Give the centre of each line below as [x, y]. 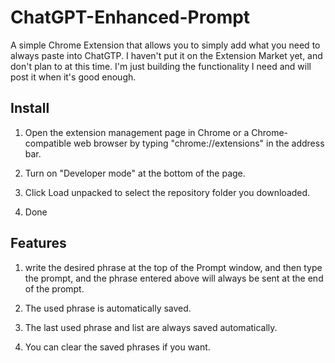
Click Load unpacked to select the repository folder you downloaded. [167, 192]
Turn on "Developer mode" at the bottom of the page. [135, 173]
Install [30, 108]
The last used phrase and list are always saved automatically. [151, 327]
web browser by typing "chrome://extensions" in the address [199, 143]
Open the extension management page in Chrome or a [137, 132]
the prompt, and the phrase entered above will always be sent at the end [174, 278]
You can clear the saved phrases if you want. [117, 347]
